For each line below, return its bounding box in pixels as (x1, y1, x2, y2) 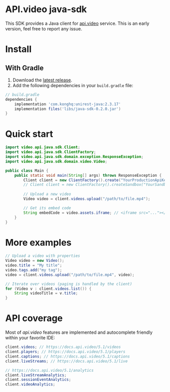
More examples (5, 237, 72, 248)
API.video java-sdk (5, 4, 87, 15)
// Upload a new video (23, 191, 71, 197)
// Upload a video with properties (5, 253, 80, 259)
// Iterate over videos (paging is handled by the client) (5, 281, 133, 287)
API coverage (5, 312, 63, 324)
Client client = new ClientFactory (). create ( (23, 177, 121, 183)
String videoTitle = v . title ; (14, 291, 78, 296)
